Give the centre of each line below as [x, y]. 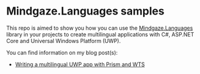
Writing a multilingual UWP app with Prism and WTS [80, 64]
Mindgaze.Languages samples [85, 11]
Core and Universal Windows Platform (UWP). [64, 41]
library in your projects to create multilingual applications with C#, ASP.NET [100, 34]
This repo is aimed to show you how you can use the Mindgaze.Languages [100, 28]
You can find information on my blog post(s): [62, 52]
